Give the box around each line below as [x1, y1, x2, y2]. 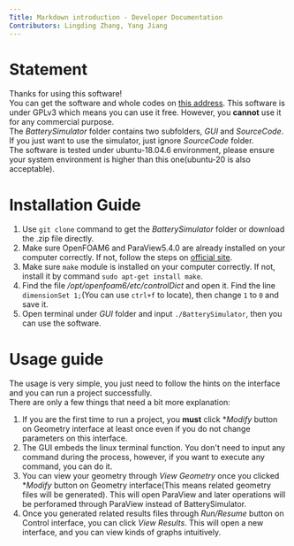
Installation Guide [9, 195, 141, 215]
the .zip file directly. [21, 234, 94, 244]
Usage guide [9, 349, 104, 369]
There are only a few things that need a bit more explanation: [9, 397, 231, 408]
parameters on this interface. [21, 433, 128, 443]
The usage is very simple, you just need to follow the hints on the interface [9, 378, 281, 389]
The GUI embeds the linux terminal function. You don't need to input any [21, 442, 285, 453]
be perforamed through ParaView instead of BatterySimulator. [21, 499, 247, 510]
